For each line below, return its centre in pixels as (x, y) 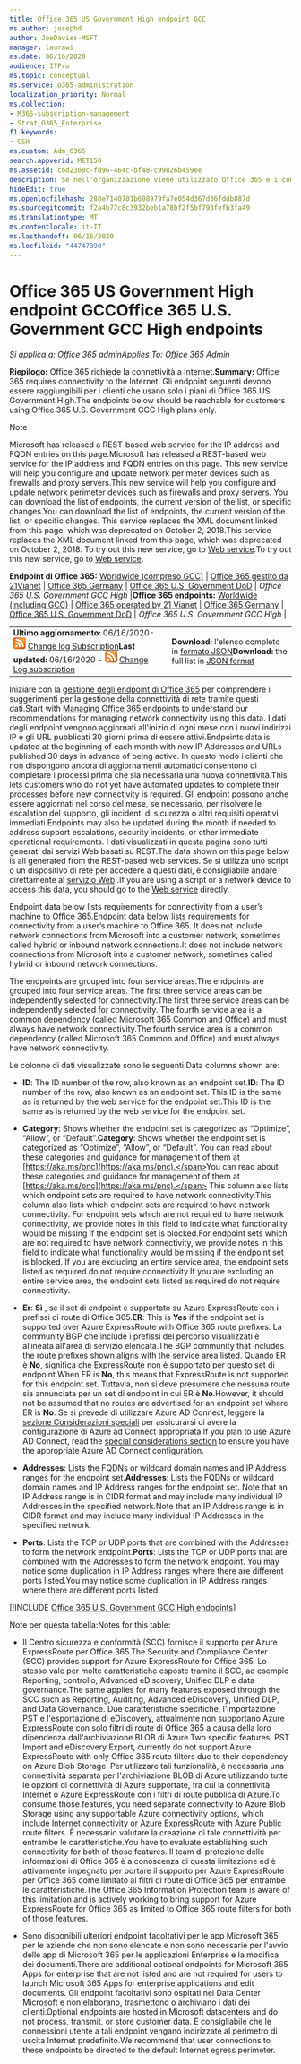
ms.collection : (38, 104)
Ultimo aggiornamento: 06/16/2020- (84, 633)
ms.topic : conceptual (50, 76)
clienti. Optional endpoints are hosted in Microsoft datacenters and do (150, 2011)
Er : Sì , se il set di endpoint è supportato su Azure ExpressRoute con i (150, 1308)
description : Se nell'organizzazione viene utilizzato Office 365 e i (144, 179)
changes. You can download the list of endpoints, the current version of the (147, 511)
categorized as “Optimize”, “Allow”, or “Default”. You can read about (147, 1147)
